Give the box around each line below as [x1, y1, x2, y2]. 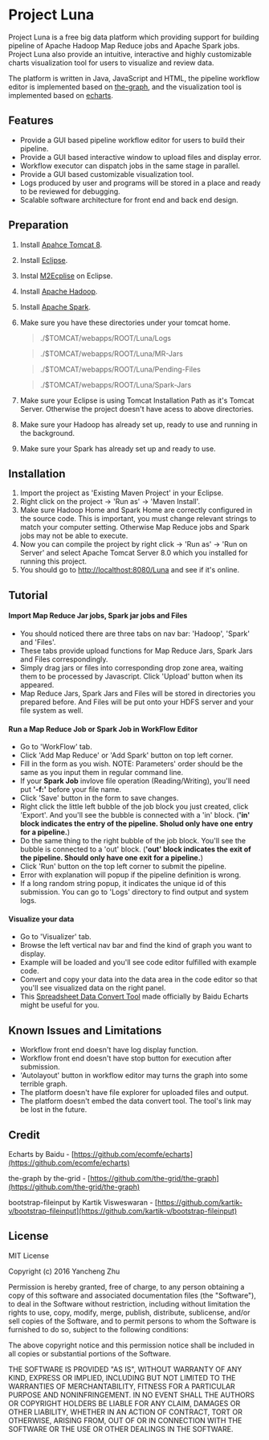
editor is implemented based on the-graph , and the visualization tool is [8, 82, 243, 92]
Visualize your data [8, 914, 75, 924]
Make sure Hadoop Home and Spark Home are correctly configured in [19, 505, 253, 515]
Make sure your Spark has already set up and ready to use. [19, 444, 216, 453]
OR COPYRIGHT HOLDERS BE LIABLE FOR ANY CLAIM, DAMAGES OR [8, 1398, 241, 1408]
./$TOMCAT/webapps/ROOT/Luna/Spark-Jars [39, 379, 192, 389]
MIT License [8, 1250, 50, 1260]
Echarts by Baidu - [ [8, 1150, 75, 1159]
